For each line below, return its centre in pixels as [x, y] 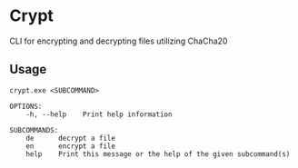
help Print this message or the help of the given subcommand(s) [158, 154]
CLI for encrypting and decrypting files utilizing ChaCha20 [119, 41]
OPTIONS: [26, 106]
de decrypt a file [71, 138]
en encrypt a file [71, 146]
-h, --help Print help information [99, 114]
